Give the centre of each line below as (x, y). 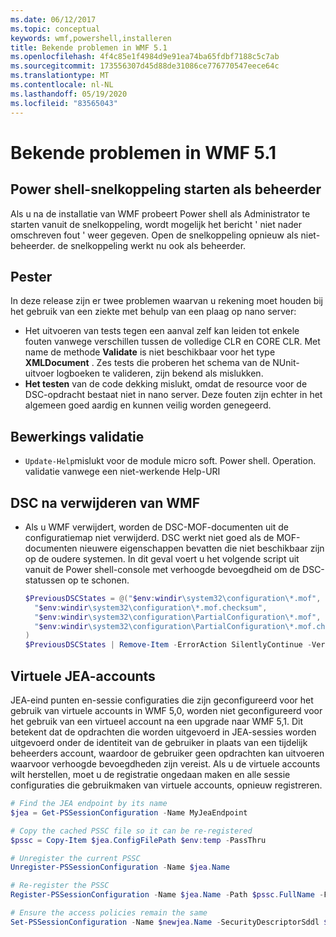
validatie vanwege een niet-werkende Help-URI (122, 472)
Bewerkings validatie (77, 436)
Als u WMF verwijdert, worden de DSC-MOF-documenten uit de (156, 527)
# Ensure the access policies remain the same (109, 913)
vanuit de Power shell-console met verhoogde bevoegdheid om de (162, 569)
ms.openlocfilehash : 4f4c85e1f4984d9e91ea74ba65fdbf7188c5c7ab (145, 57)
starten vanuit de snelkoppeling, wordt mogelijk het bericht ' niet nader (156, 224)
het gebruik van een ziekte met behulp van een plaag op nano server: (153, 312)
